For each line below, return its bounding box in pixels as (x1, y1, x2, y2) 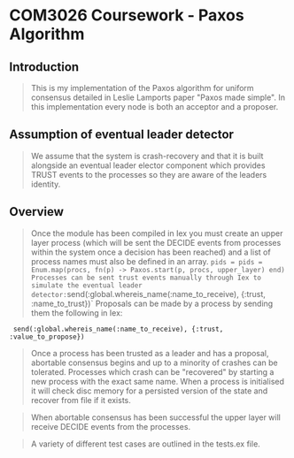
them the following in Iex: (30, 307, 123, 318)
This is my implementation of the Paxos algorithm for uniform (30, 83, 254, 93)
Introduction (9, 59, 80, 74)
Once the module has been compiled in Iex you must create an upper (30, 227, 283, 239)
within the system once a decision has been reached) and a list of (30, 247, 272, 257)
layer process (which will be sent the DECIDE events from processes (30, 237, 282, 248)
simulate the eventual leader (30, 280, 143, 290)
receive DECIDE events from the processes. (30, 421, 191, 431)
